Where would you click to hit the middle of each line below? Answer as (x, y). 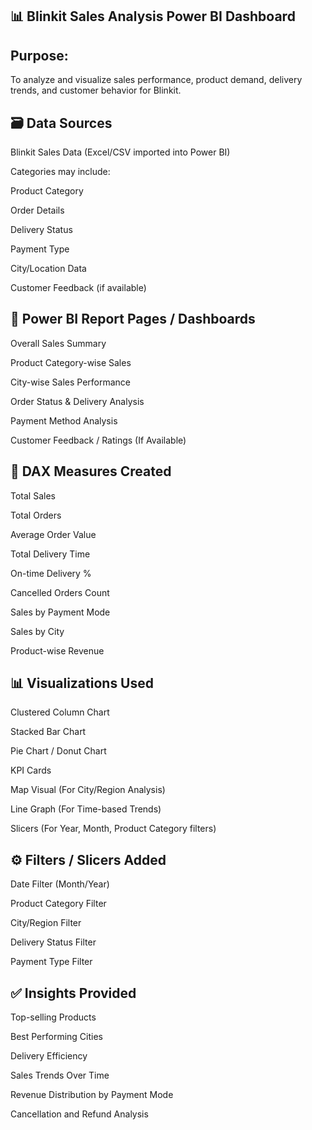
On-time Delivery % (51, 573)
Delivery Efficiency (49, 1056)
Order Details (37, 210)
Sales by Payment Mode (60, 612)
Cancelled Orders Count (60, 592)
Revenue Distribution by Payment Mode (92, 1095)
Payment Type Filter (51, 962)
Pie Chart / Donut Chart (58, 751)
